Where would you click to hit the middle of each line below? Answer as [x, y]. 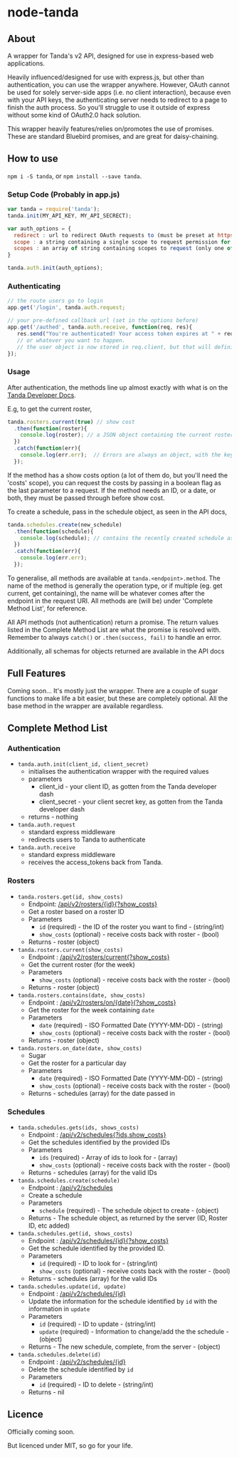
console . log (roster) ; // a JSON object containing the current [116, 435]
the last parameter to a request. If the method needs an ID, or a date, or [112, 490]
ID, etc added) [49, 1225]
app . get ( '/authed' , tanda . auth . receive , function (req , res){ [100, 327]
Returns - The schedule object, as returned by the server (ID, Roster [128, 1218]
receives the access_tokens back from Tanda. [96, 862]
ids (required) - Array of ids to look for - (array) [108, 1158]
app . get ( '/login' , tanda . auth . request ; [67, 308]
